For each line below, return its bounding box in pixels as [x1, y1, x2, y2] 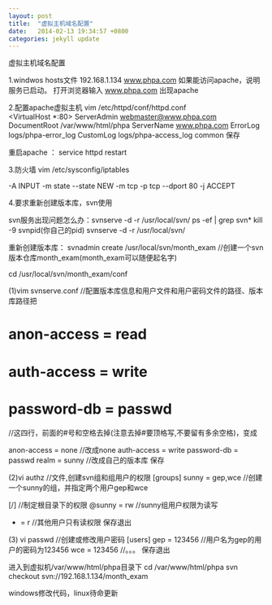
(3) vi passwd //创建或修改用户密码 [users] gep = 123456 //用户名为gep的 [8, 534, 255, 544]
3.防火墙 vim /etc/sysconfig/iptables [8, 164, 130, 175]
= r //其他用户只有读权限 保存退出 [19, 517, 132, 527]
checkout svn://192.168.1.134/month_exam [8, 571, 149, 581]
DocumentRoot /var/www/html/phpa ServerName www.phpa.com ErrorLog [8, 121, 260, 130]
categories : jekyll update [8, 34, 100, 43]
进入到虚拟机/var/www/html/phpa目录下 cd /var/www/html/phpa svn [8, 562, 238, 572]
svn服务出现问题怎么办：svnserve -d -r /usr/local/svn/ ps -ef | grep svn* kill [8, 215, 263, 225]
